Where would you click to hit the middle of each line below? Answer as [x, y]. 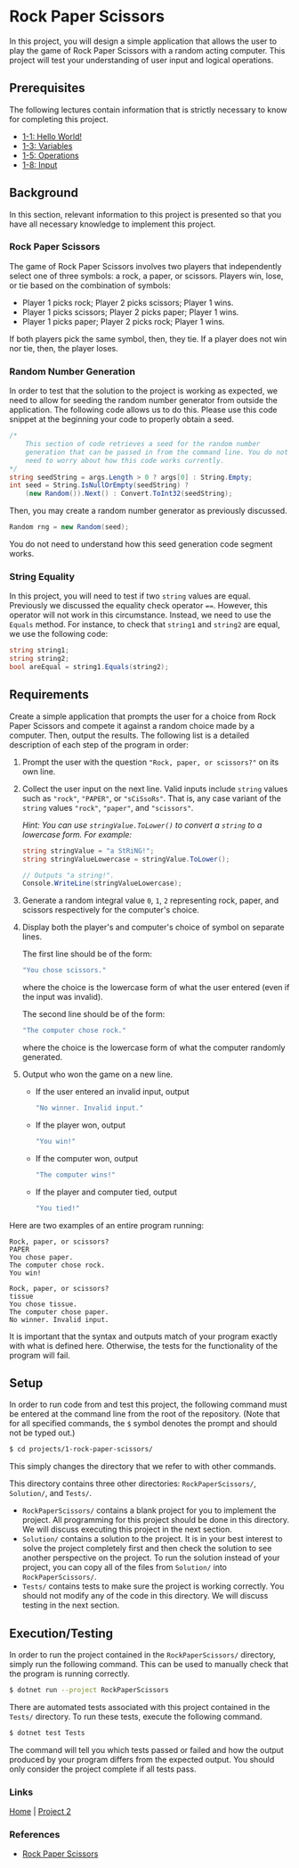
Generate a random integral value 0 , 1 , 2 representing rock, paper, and [150, 901]
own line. [39, 771]
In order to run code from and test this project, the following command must [148, 1405]
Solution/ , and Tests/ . [51, 1493]
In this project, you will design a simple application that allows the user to [143, 41]
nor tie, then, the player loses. [64, 348]
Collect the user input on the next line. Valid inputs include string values [155, 789]
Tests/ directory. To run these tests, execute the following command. [136, 1716]
